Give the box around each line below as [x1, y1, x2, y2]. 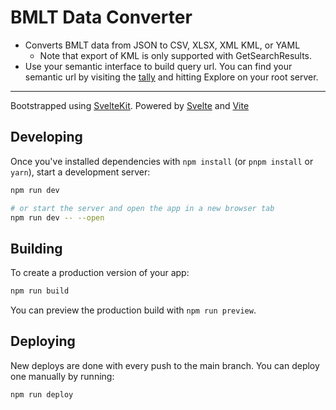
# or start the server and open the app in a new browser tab [10, 203, 275, 213]
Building [10, 240, 63, 257]
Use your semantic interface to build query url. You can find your [24, 60, 293, 72]
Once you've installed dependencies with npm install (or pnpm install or [10, 155, 314, 167]
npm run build [10, 286, 70, 296]
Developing [10, 129, 83, 146]
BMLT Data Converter [10, 6, 193, 29]
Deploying [10, 333, 76, 350]
